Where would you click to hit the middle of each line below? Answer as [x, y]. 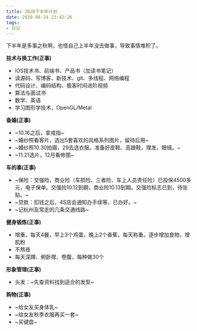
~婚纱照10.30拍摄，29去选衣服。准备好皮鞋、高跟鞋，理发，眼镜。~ [98, 148]
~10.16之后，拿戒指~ [40, 133]
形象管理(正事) [24, 270]
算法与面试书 [30, 93]
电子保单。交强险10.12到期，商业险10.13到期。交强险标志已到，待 [104, 187]
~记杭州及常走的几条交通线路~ [52, 210]
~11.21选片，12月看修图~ [45, 155]
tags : [13, 22]
